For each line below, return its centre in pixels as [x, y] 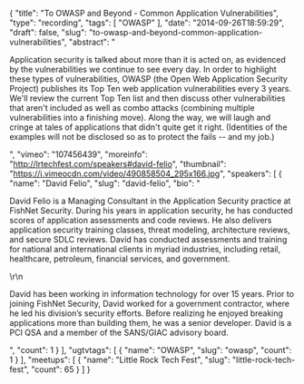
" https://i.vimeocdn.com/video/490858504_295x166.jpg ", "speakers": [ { [146, 173]
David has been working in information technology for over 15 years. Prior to [152, 294]
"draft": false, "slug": [49, 32]
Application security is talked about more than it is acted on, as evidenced [147, 59]
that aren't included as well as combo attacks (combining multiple [132, 108]
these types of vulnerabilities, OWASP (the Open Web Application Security [148, 79]
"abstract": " [92, 42]
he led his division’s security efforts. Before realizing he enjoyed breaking [147, 313]
